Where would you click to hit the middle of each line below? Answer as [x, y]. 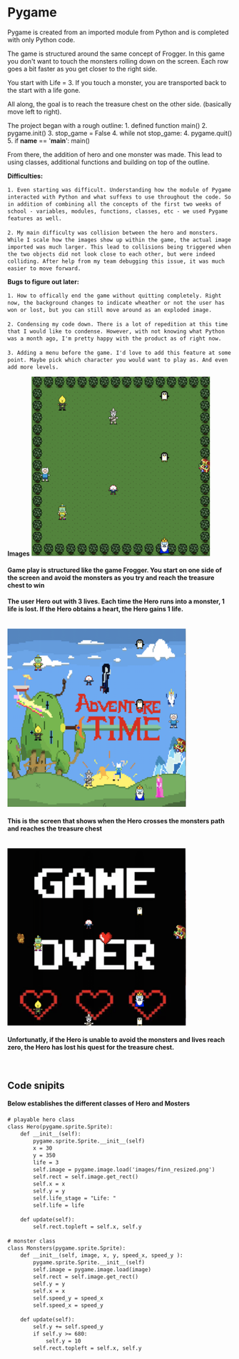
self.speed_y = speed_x [68, 1298]
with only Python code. [41, 39]
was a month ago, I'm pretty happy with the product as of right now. [115, 339]
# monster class [31, 1241]
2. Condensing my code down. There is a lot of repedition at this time [118, 324]
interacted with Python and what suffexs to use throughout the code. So [119, 197]
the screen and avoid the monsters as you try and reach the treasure [111, 577]
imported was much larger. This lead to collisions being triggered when [119, 247]
